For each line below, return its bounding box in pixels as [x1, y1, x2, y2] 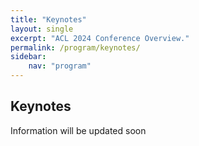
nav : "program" [28, 61, 92, 71]
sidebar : [10, 52, 47, 62]
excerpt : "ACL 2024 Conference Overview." [10, 33, 190, 43]
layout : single [10, 24, 74, 34]
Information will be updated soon [10, 124, 147, 136]
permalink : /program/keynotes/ [10, 42, 141, 53]
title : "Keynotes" [10, 14, 87, 25]
